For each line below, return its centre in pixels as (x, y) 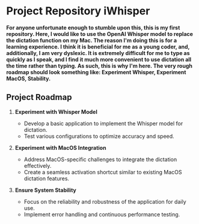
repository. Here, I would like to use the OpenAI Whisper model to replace (100, 34)
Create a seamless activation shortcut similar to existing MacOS (103, 172)
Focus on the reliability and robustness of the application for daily (105, 201)
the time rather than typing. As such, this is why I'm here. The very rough (99, 66)
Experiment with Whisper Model (56, 111)
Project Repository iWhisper (78, 11)
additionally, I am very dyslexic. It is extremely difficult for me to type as (98, 53)
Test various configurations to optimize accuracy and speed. (99, 136)
